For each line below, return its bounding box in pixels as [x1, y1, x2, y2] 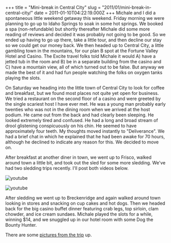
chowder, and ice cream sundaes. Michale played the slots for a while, [5, 211, 153, 217]
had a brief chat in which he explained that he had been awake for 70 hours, [5, 134, 165, 139]
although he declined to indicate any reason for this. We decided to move [5, 139, 159, 145]
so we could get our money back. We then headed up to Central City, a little [5, 42, 164, 48]
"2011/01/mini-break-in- [101, 5, 152, 10]
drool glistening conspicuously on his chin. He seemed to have [5, 123, 137, 129]
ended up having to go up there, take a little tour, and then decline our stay [5, 37, 162, 43]
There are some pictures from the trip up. [5, 232, 92, 238]
